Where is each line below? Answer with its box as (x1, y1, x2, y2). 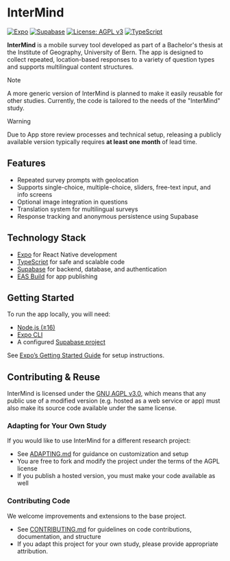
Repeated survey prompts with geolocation (16, 176, 139, 184)
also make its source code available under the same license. (7, 404, 177, 412)
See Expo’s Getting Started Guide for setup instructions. (7, 351, 165, 359)
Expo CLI (16, 331, 43, 339)
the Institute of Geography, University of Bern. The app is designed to (7, 48, 203, 56)
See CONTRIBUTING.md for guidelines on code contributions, (16, 525, 192, 533)
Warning (7, 117, 31, 125)
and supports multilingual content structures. (7, 62, 134, 71)
